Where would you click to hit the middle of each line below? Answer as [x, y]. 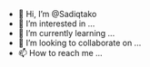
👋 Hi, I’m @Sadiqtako [57, 14]
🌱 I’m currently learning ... [66, 33]
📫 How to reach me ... [60, 53]
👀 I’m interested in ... [56, 24]
